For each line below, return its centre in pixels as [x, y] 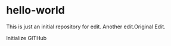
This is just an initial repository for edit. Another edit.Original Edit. [86, 27]
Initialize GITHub [27, 38]
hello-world [36, 10]
